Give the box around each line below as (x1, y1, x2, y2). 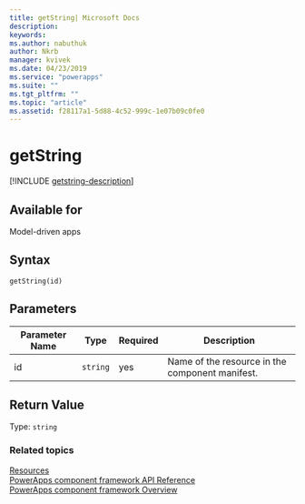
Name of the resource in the (167, 355, 288, 368)
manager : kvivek (9, 55, 71, 65)
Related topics (9, 444, 74, 457)
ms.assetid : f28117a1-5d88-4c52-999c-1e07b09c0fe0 (9, 106, 205, 116)
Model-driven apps (9, 227, 82, 237)
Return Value (9, 398, 84, 413)
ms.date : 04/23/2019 (9, 65, 88, 74)
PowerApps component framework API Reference (9, 474, 196, 485)
